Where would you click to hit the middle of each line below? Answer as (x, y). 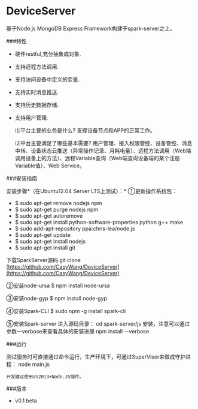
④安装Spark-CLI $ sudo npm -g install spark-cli (66, 311)
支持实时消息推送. (36, 92)
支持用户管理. (31, 118)
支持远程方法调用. (36, 67)
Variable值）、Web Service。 (50, 166)
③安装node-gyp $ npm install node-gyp (57, 298)
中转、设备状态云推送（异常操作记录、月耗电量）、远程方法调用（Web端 (103, 151)
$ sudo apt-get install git (45, 248)
